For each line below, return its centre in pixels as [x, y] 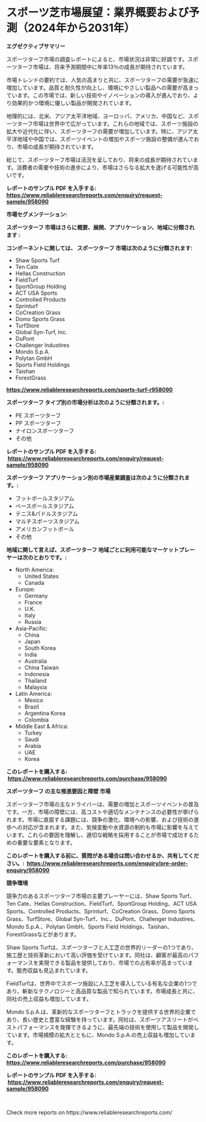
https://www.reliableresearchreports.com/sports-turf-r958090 [90, 389]
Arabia [33, 746]
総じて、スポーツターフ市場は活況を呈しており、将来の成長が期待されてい [100, 160]
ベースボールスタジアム [45, 506]
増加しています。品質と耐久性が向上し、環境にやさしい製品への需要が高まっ [103, 87]
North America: [34, 569]
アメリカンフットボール [45, 529]
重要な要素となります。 [46, 843]
